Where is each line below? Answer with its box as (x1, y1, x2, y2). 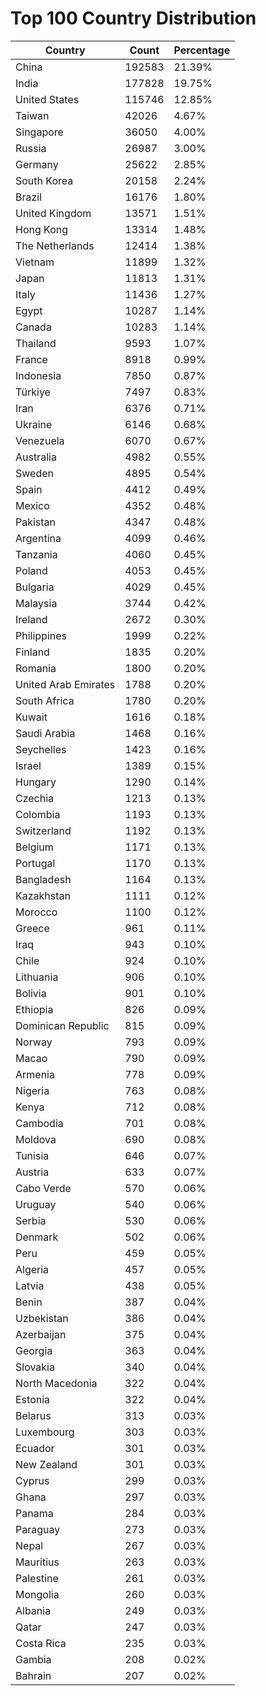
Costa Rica (15, 1636, 67, 1650)
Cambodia (15, 1116, 64, 1130)
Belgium (15, 840, 54, 854)
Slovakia (15, 1360, 55, 1374)
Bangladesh (15, 872, 72, 886)
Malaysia (15, 596, 58, 610)
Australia (15, 450, 57, 464)
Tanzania (15, 547, 58, 561)
